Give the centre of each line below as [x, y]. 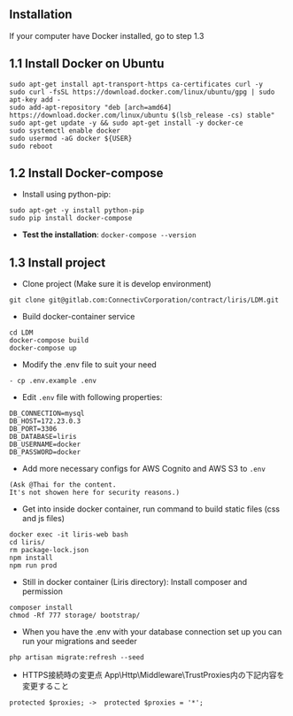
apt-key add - [35, 100]
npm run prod [33, 566]
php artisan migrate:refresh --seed [77, 658]
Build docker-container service [78, 317]
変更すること [45, 686]
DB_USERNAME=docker [45, 445]
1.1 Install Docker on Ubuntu [87, 64]
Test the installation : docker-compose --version [109, 235]
